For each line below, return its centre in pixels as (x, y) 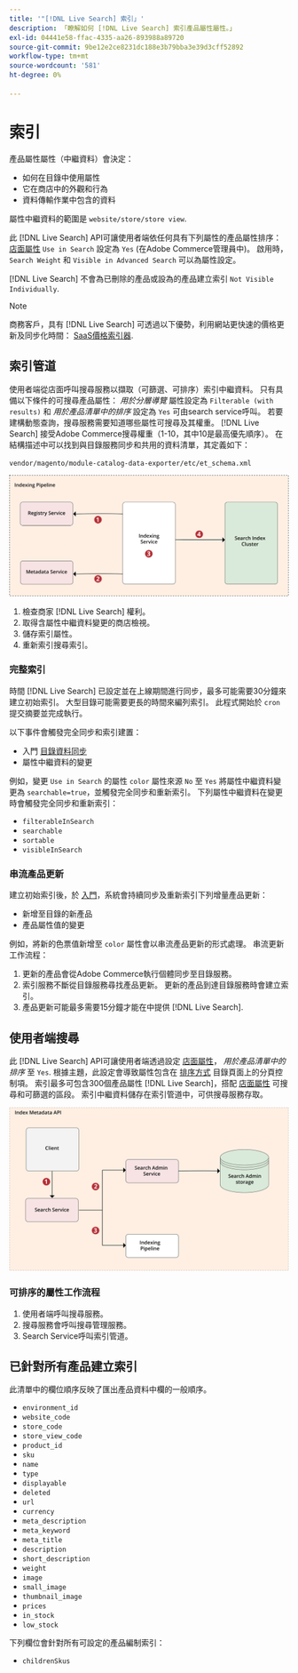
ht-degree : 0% (35, 76)
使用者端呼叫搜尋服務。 (65, 1313)
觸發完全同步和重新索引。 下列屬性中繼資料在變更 (192, 792)
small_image (44, 1588)
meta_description (54, 1521)
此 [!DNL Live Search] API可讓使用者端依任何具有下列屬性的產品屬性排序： (145, 237)
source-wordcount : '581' (55, 66)
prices (34, 1606)
